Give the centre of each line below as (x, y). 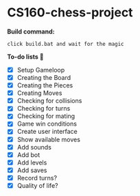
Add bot (28, 154)
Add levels (32, 163)
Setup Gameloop (41, 70)
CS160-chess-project (70, 13)
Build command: (31, 31)
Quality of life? (37, 185)
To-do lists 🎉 (25, 57)
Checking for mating (46, 116)
